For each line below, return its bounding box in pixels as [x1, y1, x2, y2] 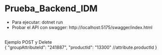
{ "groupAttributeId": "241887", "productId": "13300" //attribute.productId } [4, 44, 157, 50]
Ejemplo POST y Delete [4, 39, 53, 45]
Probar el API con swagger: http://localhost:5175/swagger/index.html [11, 24, 153, 30]
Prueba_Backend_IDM [4, 3, 98, 14]
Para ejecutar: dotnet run [11, 19, 63, 25]
